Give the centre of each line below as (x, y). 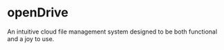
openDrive (38, 13)
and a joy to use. (31, 38)
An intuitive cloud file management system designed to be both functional (112, 32)
